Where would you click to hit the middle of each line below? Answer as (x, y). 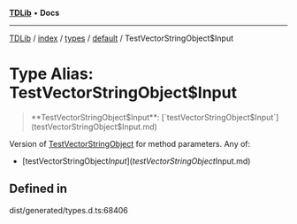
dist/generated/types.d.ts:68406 (69, 210)
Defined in (38, 189)
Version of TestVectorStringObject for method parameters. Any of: (130, 143)
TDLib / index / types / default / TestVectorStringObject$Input (122, 38)
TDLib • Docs (34, 13)
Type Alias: (52, 74)
